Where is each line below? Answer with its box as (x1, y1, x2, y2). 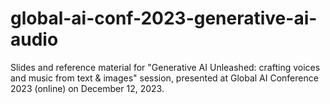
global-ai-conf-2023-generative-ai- (10, 7, 318, 30)
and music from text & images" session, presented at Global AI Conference (10, 72, 319, 84)
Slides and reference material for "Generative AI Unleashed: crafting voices (10, 61, 321, 73)
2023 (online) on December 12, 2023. (10, 82, 165, 94)
